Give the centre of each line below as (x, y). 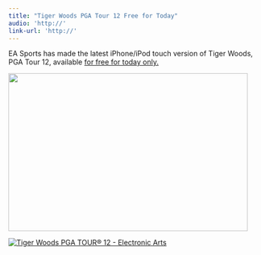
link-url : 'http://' (43, 31)
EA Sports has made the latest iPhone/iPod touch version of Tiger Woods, (131, 54)
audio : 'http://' (37, 23)
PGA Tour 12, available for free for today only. (84, 62)
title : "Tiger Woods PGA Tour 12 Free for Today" (93, 16)
